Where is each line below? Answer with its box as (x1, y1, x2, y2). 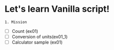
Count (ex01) (11, 28, 38, 34)
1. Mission (4, 20, 27, 25)
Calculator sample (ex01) (11, 39, 63, 45)
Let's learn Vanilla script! (4, 3, 110, 15)
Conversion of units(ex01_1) (11, 34, 68, 40)
